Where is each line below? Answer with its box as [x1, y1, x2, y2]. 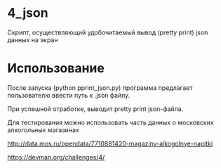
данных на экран [7, 35, 58, 44]
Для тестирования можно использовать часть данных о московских [7, 118, 214, 127]
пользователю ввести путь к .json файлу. [7, 91, 130, 99]
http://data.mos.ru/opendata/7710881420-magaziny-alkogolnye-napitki [7, 139, 213, 148]
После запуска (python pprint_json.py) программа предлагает [7, 83, 193, 92]
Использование [7, 60, 105, 77]
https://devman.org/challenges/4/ [7, 153, 105, 161]
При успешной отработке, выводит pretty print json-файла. [7, 104, 184, 113]
